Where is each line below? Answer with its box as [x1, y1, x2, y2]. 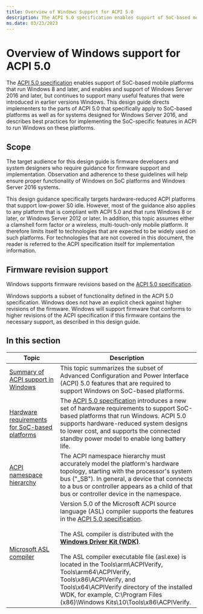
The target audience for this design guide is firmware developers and [6, 158, 179, 165]
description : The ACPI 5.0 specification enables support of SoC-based [6, 15, 190, 21]
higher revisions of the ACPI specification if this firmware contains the [6, 312, 181, 319]
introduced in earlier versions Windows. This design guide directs [6, 98, 170, 106]
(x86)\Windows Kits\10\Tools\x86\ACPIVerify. [60, 598, 192, 606]
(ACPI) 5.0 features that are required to [60, 379, 171, 387]
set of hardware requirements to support [60, 404, 175, 412]
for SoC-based [9, 422, 53, 431]
